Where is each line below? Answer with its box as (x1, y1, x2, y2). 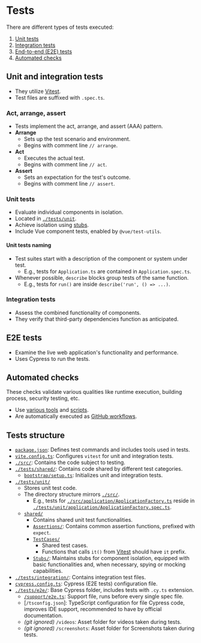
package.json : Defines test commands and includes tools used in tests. (14, 446, 190, 453)
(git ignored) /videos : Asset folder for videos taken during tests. (23, 618, 182, 626)
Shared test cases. (41, 542, 88, 549)
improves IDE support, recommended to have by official (23, 606, 162, 613)
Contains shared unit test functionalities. (32, 516, 133, 524)
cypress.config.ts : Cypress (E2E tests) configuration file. (14, 580, 158, 587)
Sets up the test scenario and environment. (23, 136, 131, 143)
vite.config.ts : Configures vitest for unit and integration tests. (14, 453, 174, 460)
